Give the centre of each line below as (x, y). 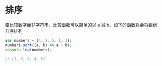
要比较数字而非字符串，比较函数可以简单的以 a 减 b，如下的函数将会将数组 (81, 25)
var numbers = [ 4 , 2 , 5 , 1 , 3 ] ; (38, 40)
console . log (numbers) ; (28, 50)
